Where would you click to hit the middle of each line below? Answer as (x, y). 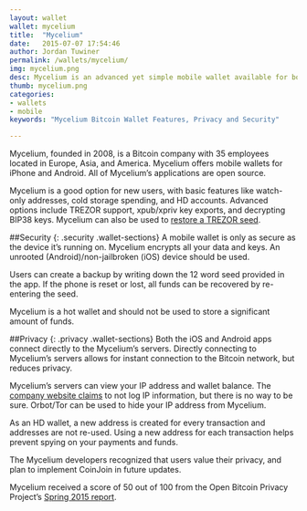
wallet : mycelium (42, 26)
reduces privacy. (41, 368)
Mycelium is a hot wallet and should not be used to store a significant (140, 312)
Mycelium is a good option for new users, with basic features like (132, 191)
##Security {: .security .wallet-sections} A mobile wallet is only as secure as (153, 237)
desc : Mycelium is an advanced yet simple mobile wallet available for (148, 78)
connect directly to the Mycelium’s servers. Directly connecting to (133, 349)
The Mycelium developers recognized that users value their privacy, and (145, 460)
